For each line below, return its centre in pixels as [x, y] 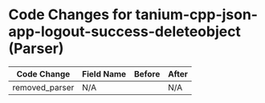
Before [147, 73]
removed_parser [43, 87]
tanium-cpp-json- [197, 15]
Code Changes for [70, 15]
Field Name [104, 73]
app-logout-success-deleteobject [124, 32]
